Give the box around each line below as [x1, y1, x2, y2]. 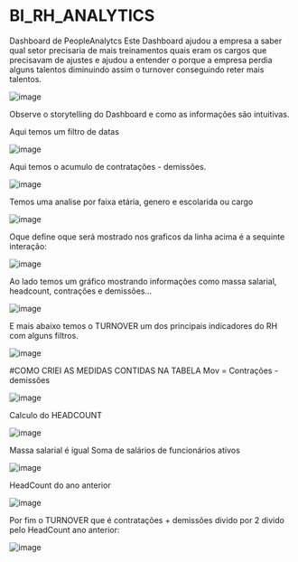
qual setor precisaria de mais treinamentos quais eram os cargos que [9, 44, 267, 55]
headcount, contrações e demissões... [9, 286, 153, 296]
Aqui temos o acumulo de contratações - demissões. [9, 161, 207, 172]
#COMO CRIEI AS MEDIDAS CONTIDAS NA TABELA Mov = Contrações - [9, 365, 278, 376]
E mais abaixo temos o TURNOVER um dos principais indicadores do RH [9, 320, 278, 331]
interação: [9, 240, 47, 251]
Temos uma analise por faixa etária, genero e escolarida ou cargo [9, 196, 254, 207]
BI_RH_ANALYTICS [9, 5, 155, 26]
